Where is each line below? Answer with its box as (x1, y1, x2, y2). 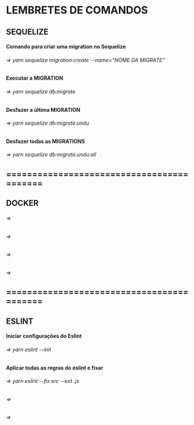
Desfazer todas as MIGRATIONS (6, 138, 85, 145)
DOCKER (6, 198, 39, 208)
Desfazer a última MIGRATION (6, 106, 81, 113)
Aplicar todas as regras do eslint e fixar (6, 364, 103, 371)
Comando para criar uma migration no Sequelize (6, 43, 126, 50)
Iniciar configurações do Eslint (6, 333, 82, 340)
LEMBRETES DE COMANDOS (6, 4, 148, 17)
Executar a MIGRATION (6, 74, 64, 82)
